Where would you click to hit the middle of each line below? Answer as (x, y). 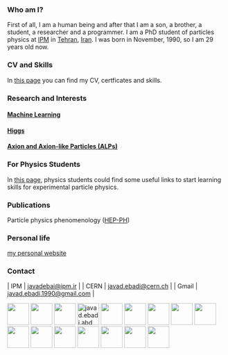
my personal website (37, 253)
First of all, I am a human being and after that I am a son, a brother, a (105, 25)
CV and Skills (30, 65)
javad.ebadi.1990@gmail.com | (51, 294)
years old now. (28, 47)
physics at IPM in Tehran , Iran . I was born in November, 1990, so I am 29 (110, 40)
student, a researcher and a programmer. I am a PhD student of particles (111, 32)
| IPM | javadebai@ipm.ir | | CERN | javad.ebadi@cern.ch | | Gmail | (103, 286)
